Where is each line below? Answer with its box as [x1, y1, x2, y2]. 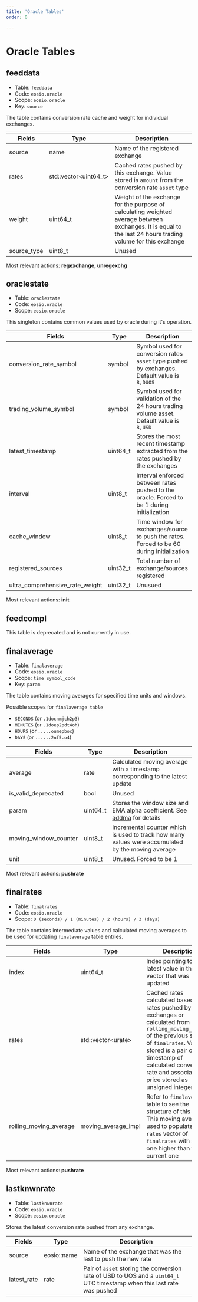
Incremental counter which [112, 823, 187, 831]
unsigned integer [146, 1083, 193, 1091]
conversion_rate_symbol [9, 360, 77, 369]
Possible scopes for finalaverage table [6, 703, 103, 711]
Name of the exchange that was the [83, 1247, 182, 1255]
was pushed [83, 1286, 117, 1294]
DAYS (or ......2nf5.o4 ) [14, 734, 72, 741]
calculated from [146, 1018, 190, 1026]
